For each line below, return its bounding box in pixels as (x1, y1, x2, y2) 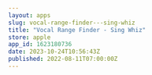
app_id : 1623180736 (8, 41, 72, 48)
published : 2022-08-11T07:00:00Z (8, 55, 118, 63)
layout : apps (8, 11, 51, 20)
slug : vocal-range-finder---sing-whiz (8, 19, 135, 27)
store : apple (8, 33, 51, 41)
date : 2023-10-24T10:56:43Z (8, 48, 101, 55)
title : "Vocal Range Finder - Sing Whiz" (8, 26, 146, 34)
